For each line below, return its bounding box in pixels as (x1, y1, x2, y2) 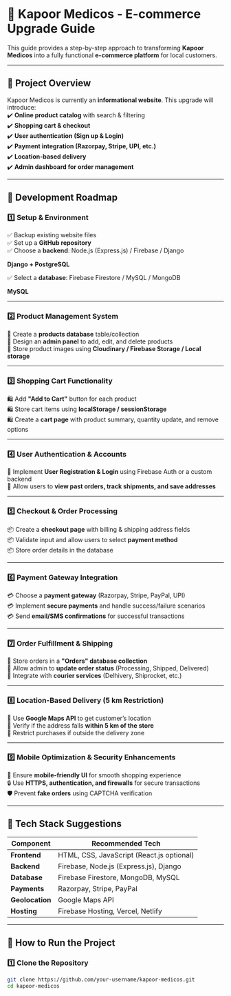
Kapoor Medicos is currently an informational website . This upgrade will (7, 96, 214, 104)
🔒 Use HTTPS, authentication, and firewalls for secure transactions (7, 779, 201, 787)
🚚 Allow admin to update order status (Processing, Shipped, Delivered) (7, 664, 210, 673)
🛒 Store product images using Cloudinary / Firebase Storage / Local (7, 344, 201, 352)
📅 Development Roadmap (7, 192, 118, 203)
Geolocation (10, 895, 52, 904)
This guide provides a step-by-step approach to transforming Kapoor (7, 43, 204, 52)
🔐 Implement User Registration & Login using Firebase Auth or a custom (7, 468, 212, 476)
